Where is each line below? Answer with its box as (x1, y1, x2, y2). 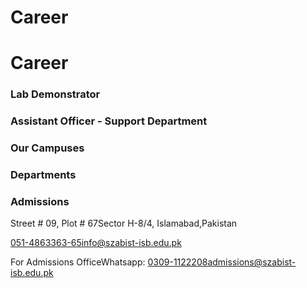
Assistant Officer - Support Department (10, 114, 208, 128)
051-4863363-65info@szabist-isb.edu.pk (10, 237, 182, 249)
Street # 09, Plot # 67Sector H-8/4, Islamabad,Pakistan (10, 217, 238, 230)
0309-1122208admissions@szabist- (147, 256, 297, 268)
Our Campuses (10, 141, 85, 155)
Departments (10, 168, 77, 182)
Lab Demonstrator (10, 87, 101, 101)
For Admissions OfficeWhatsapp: (10, 256, 146, 268)
